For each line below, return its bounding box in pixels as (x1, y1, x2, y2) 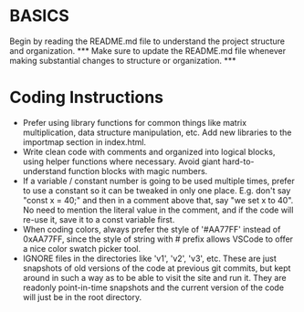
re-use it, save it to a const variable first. (22, 213, 175, 224)
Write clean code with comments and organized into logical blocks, (22, 146, 276, 157)
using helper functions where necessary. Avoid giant (22, 156, 221, 167)
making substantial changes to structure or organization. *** (9, 55, 236, 66)
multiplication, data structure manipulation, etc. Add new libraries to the (22, 127, 292, 138)
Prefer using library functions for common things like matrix (22, 117, 247, 128)
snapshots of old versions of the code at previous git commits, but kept (22, 262, 291, 274)
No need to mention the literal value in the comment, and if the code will (22, 204, 294, 215)
